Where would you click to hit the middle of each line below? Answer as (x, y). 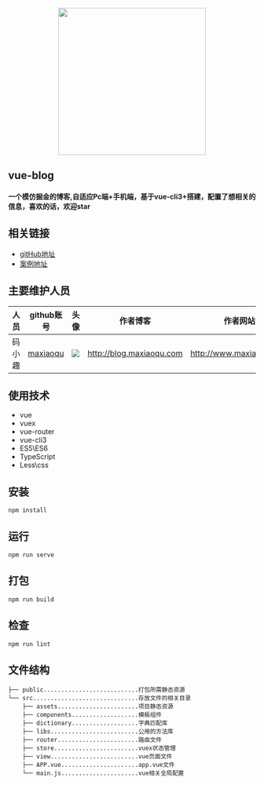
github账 (46, 315)
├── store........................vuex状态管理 (99, 748)
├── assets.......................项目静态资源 (98, 706)
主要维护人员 (39, 291)
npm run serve (31, 555)
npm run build (31, 599)
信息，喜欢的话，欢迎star (49, 206)
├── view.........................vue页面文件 (97, 757)
